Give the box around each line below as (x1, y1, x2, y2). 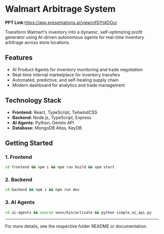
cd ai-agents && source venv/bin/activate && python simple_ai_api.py (5, 210, 152, 215)
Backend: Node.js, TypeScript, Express (12, 114, 92, 120)
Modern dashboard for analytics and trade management (12, 82, 125, 88)
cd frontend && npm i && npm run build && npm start (5, 165, 115, 170)
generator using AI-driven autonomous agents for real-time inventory (5, 34, 144, 40)
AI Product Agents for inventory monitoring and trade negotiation (12, 66, 143, 72)
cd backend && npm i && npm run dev (5, 187, 80, 192)
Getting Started (5, 139, 53, 147)
